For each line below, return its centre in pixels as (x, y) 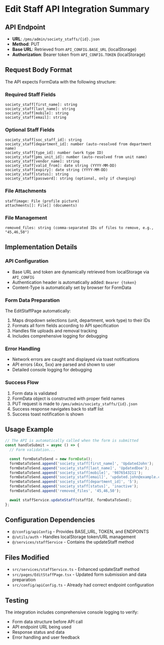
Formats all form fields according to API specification (65, 325)
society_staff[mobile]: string (37, 113)
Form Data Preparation (32, 300)
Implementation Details (41, 247)
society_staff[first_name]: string (41, 105)
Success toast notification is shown (48, 414)
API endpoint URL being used (42, 627)
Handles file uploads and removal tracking (55, 331)
